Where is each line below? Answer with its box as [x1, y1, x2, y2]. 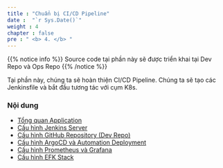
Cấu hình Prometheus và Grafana [17, 146, 112, 154]
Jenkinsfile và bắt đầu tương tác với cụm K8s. [7, 83, 138, 92]
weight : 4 [7, 23, 39, 30]
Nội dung [7, 101, 39, 110]
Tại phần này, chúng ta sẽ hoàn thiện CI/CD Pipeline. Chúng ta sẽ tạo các [7, 76, 216, 84]
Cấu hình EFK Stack [17, 153, 74, 162]
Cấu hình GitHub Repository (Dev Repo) [17, 131, 131, 140]
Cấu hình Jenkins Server [17, 124, 88, 132]
